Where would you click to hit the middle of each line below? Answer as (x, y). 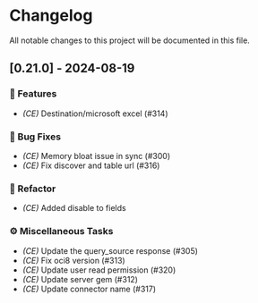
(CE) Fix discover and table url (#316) (91, 165)
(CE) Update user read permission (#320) (99, 270)
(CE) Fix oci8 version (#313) (73, 260)
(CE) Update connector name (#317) (89, 289)
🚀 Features (33, 94)
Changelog (51, 16)
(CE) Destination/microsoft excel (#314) (95, 114)
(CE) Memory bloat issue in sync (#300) (96, 156)
